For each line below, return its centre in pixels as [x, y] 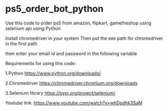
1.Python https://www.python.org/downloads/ [53, 73]
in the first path [21, 43]
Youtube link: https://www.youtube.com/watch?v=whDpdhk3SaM [74, 103]
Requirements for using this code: [41, 63]
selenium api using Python [33, 28]
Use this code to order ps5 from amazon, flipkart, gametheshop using [78, 23]
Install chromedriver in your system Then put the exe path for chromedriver [84, 38]
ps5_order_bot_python [54, 9]
